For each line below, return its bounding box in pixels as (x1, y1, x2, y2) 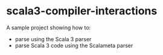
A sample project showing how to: (6, 24, 91, 31)
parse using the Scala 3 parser (14, 35, 92, 42)
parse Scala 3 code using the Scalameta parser (14, 42, 133, 49)
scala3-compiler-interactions (6, 4, 158, 18)
